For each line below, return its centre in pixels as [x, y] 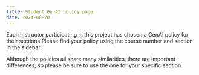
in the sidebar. [24, 47]
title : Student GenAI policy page [50, 12]
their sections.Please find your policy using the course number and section [100, 41]
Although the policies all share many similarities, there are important [91, 59]
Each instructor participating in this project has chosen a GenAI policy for [97, 34]
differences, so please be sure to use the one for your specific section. [94, 65]
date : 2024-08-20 [28, 17]
